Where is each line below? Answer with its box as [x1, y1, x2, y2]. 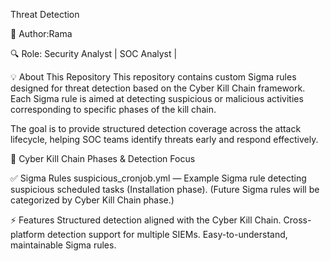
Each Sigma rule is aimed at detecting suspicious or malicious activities [10, 93, 304, 104]
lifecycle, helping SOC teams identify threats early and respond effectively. [10, 134, 319, 145]
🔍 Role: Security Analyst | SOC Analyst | [10, 48, 178, 59]
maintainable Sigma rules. [10, 239, 117, 251]
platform [10, 229, 45, 240]
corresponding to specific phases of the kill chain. [10, 104, 217, 115]
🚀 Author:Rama [10, 28, 73, 39]
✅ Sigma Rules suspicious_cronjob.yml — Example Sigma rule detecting [10, 172, 307, 184]
